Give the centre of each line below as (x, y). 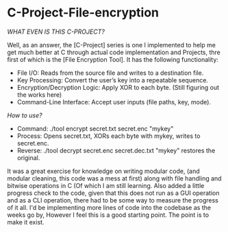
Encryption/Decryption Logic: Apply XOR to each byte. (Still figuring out (118, 87)
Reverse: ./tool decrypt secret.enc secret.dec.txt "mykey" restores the (116, 150)
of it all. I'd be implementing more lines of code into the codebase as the (109, 207)
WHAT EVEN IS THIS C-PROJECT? (56, 32)
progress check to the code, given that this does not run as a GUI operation (113, 193)
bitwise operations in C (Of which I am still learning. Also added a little (106, 185)
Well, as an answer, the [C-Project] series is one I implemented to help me (111, 45)
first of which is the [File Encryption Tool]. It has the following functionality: (113, 59)
